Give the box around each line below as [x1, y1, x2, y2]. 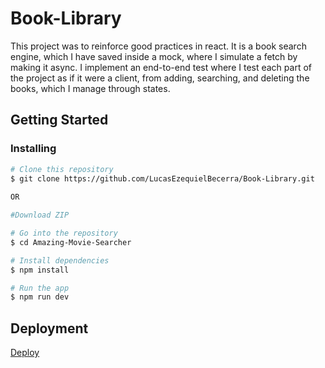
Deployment [10, 320, 89, 337]
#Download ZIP [10, 210, 70, 221]
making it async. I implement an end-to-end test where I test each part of [10, 61, 312, 73]
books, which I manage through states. [10, 82, 171, 94]
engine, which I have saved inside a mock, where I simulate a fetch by [10, 50, 298, 62]
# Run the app [10, 283, 70, 293]
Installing [10, 142, 57, 156]
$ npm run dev [10, 292, 70, 302]
